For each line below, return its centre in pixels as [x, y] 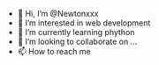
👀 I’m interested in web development [84, 23]
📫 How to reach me [54, 51]
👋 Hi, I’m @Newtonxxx [58, 14]
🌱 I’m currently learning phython [76, 32]
